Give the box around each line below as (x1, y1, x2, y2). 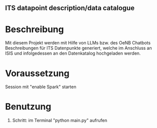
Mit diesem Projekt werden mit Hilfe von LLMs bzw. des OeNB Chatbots (5, 40, 151, 46)
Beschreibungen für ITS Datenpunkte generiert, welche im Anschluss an (5, 45, 152, 51)
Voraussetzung (5, 67, 70, 79)
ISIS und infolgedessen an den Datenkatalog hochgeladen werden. (5, 50, 141, 56)
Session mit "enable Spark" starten (5, 84, 77, 90)
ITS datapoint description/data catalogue (5, 4, 135, 12)
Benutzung (5, 101, 51, 112)
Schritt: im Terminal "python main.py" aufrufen (12, 118, 108, 124)
